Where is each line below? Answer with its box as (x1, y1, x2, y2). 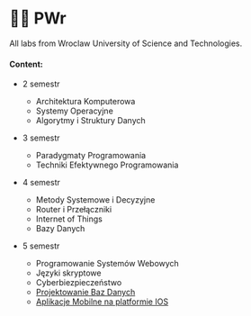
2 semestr (22, 78, 60, 89)
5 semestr (22, 240, 60, 251)
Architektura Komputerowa (35, 96, 136, 107)
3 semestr (22, 132, 60, 143)
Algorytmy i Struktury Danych (35, 115, 146, 126)
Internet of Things (35, 213, 103, 224)
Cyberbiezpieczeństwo (35, 277, 122, 288)
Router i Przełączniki (35, 204, 112, 215)
